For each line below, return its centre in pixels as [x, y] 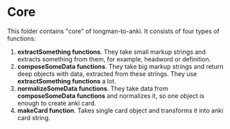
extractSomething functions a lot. [67, 81]
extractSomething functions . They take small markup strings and [111, 52]
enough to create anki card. [57, 103]
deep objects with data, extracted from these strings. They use [107, 74]
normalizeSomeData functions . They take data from [92, 88]
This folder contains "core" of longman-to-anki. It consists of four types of [113, 31]
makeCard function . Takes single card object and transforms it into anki [120, 110]
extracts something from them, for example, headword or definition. [114, 59]
